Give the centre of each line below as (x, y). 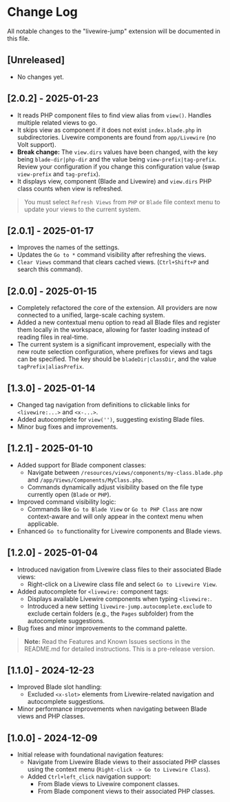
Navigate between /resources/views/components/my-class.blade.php (125, 472)
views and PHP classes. (51, 716)
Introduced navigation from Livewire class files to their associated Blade (119, 569)
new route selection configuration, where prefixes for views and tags (115, 352)
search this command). (50, 269)
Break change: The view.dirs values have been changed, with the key (117, 152)
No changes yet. (40, 77)
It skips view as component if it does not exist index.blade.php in (109, 130)
